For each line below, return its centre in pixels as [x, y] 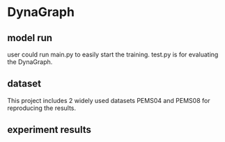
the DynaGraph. [30, 62]
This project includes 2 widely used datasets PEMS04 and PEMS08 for [109, 100]
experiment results [49, 130]
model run [30, 38]
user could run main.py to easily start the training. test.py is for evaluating [113, 54]
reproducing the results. [42, 108]
